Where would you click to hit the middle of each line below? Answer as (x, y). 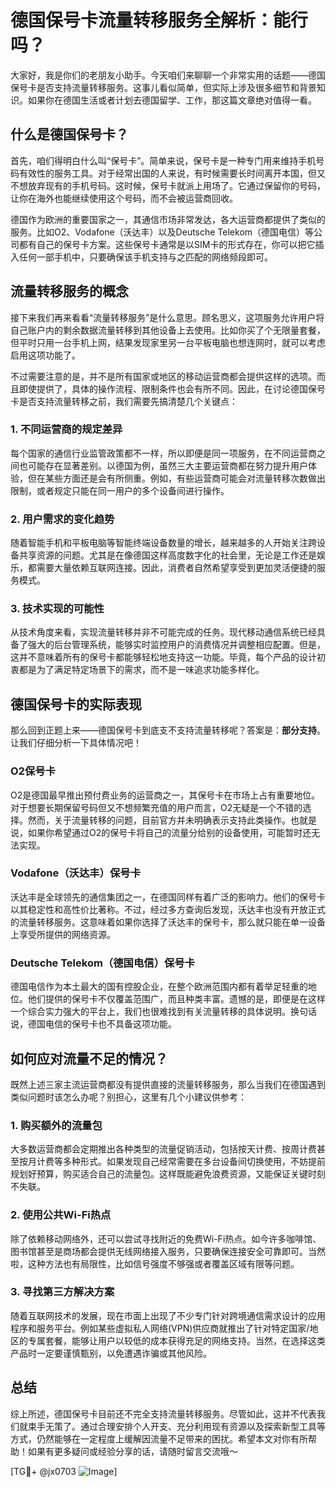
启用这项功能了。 (45, 355)
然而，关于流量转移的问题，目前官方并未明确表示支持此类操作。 (159, 820)
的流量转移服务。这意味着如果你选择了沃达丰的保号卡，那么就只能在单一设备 (168, 922)
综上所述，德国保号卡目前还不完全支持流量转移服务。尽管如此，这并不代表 (163, 1413)
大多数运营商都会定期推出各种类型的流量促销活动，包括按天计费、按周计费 (163, 1149)
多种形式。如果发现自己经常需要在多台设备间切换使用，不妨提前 (194, 1162)
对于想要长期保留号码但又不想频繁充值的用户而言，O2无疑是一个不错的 (156, 807)
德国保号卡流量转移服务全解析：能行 (159, 20)
